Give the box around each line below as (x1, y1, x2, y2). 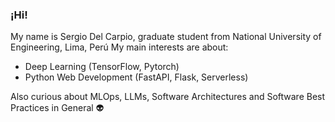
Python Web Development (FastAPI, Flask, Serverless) (24, 71, 249, 83)
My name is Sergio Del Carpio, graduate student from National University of (10, 31, 322, 43)
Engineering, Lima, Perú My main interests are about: (10, 41, 229, 53)
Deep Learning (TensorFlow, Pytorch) (24, 61, 180, 73)
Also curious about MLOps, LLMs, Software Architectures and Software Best (10, 91, 326, 103)
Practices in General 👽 (10, 102, 105, 114)
